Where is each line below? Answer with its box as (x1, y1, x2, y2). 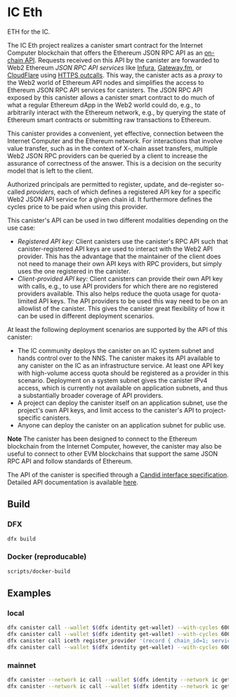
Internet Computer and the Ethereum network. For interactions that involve (7, 136, 223, 145)
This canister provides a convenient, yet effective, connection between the (7, 129, 224, 138)
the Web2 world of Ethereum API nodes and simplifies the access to (7, 78, 204, 86)
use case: (7, 223, 36, 232)
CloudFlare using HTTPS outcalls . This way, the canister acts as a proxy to (7, 71, 223, 79)
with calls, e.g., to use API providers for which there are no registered (17, 281, 218, 290)
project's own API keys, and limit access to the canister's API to (17, 406, 202, 414)
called (7, 187, 25, 196)
